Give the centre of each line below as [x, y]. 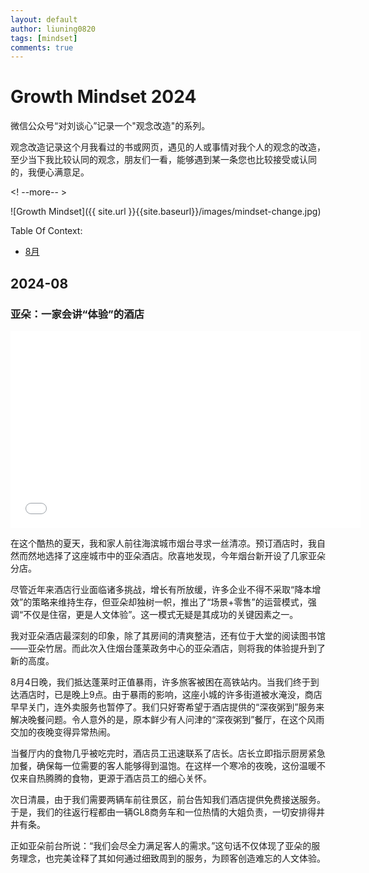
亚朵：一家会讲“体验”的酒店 [77, 314]
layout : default [44, 19]
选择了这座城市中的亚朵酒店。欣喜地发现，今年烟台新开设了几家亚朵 [185, 555]
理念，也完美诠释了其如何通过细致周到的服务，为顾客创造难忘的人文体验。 [172, 858]
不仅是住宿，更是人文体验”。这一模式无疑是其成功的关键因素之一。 [161, 614]
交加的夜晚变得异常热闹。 [63, 732]
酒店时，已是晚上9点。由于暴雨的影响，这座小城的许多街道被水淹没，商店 [170, 694]
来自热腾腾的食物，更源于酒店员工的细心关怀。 [115, 778]
